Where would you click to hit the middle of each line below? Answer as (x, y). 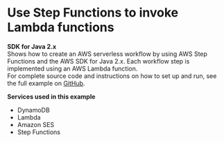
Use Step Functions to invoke (93, 13)
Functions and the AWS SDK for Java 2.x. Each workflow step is (98, 61)
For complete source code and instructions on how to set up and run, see (112, 76)
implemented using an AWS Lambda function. (72, 68)
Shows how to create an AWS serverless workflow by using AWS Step (107, 54)
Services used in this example (51, 96)
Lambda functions (61, 27)
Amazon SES (36, 124)
